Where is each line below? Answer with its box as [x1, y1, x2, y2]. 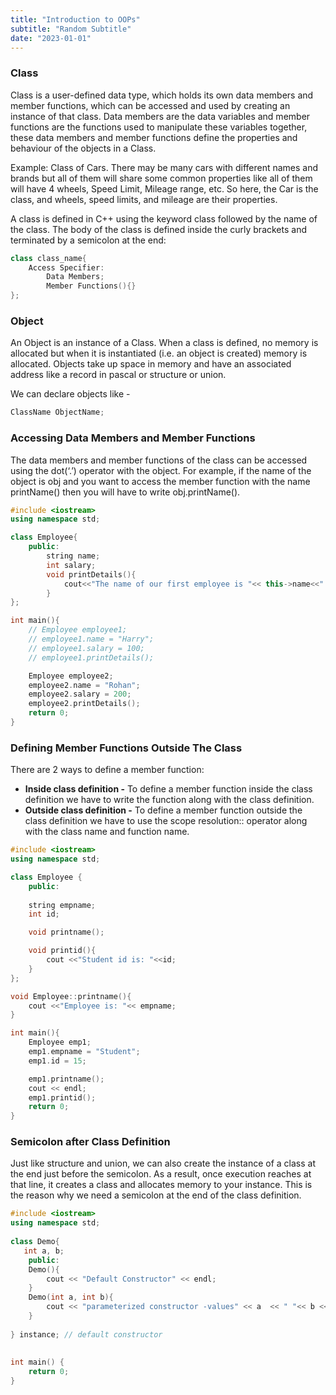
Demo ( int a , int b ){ [28, 1292, 114, 1303]
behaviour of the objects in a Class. [10, 142, 157, 154]
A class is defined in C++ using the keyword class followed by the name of [10, 212, 318, 225]
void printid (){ [28, 946, 97, 956]
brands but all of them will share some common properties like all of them [10, 172, 313, 184]
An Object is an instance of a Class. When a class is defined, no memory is [10, 337, 319, 349]
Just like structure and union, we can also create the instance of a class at [10, 1157, 316, 1170]
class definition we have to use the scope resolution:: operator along [24, 815, 308, 827]
